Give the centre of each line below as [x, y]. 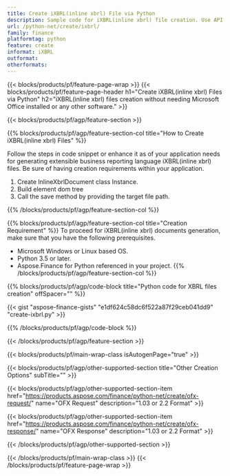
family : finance [30, 33]
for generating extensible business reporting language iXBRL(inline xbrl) [109, 161]
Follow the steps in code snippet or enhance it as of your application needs [114, 154]
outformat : [23, 59]
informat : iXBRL [30, 52]
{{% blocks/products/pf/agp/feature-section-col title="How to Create [106, 133]
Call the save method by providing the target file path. [93, 196]
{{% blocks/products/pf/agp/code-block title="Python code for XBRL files [112, 286]
